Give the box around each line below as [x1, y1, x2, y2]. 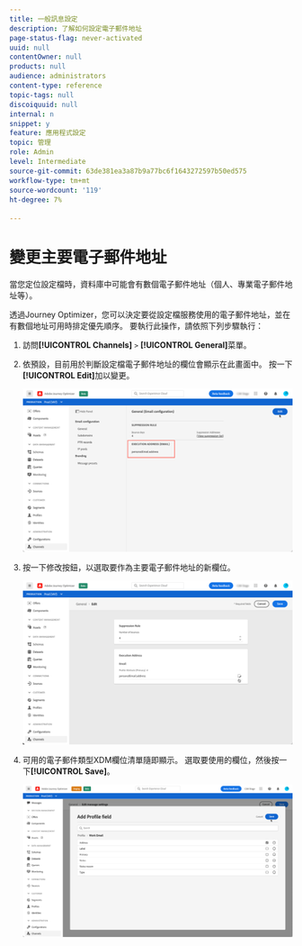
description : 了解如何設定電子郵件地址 [9, 23, 142, 33]
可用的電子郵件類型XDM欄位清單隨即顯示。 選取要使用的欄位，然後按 [22, 754, 280, 765]
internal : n [9, 109, 54, 119]
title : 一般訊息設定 [9, 14, 78, 23]
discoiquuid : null [9, 100, 78, 109]
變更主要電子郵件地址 [9, 248, 168, 268]
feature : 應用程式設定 [9, 129, 86, 138]
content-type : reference [9, 81, 102, 90]
